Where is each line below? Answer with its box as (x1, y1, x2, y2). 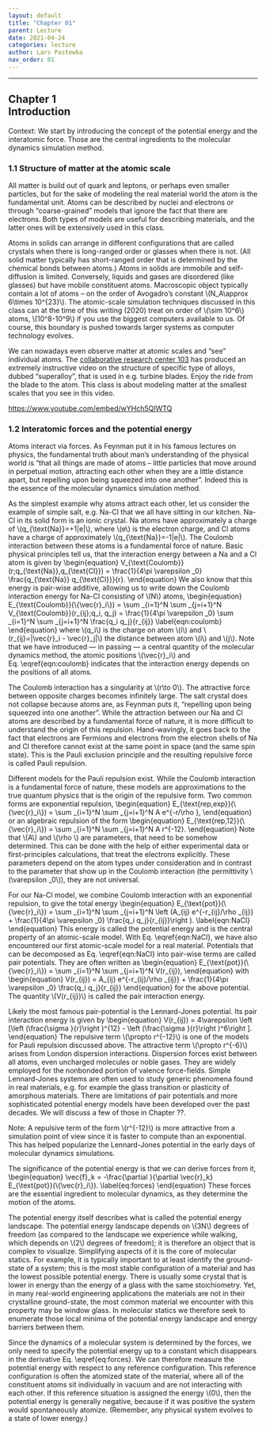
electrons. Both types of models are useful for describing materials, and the (8, 214, 255, 224)
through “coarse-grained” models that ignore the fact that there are (8, 205, 228, 215)
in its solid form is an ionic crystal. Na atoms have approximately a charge (17, 516, 257, 526)
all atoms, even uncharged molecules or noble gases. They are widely (8, 1058, 236, 1067)
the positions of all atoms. (8, 668, 93, 677)
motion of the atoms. (8, 1198, 77, 1207)
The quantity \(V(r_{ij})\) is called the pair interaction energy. (8, 992, 206, 1001)
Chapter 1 (8, 93, 57, 106)
